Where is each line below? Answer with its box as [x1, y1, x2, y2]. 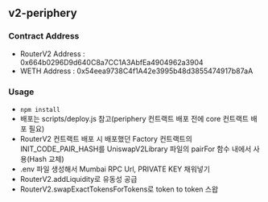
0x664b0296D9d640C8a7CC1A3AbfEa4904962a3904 [19, 57, 204, 67]
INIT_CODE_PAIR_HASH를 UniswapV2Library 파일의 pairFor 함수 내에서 [19, 144, 252, 154]
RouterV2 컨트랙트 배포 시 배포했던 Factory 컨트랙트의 [19, 134, 193, 143]
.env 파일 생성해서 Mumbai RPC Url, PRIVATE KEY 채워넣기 [19, 164, 211, 174]
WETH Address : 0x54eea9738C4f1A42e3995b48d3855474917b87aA [19, 66, 254, 76]
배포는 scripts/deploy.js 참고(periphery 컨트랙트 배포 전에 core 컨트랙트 [19, 113, 249, 123]
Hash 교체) [29, 154, 64, 163]
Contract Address [8, 31, 80, 42]
